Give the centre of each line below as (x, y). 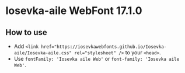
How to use (26, 32)
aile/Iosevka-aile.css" (43, 53)
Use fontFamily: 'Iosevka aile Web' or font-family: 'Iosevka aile (97, 59)
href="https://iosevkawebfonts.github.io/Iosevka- (104, 47)
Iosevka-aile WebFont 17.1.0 (74, 11)
